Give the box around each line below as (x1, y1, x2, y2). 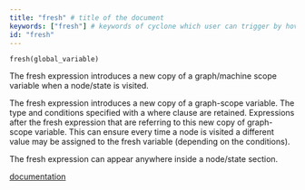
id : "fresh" (9, 30, 54, 39)
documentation (9, 171, 66, 182)
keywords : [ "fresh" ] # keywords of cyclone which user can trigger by (9, 22, 282, 31)
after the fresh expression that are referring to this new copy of (9, 117, 245, 128)
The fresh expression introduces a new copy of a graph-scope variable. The (9, 98, 295, 109)
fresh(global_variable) (9, 55, 100, 64)
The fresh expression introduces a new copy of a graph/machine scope (9, 71, 277, 81)
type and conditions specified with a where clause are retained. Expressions (9, 108, 295, 119)
